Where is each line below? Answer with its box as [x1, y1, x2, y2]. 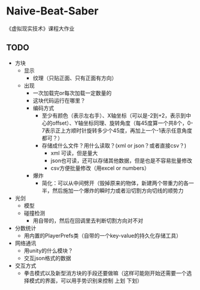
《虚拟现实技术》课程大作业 [6, 25, 75, 32]
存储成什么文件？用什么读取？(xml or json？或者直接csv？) [41, 142, 187, 149]
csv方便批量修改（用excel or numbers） [50, 164, 150, 172]
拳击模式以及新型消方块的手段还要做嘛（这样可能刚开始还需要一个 [23, 269, 187, 277]
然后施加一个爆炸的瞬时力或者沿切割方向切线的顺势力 [52, 187, 184, 194]
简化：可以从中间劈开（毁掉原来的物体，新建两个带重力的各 [41, 179, 189, 187]
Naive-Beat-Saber [6, 4, 99, 18]
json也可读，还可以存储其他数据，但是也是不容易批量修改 [50, 157, 193, 164]
